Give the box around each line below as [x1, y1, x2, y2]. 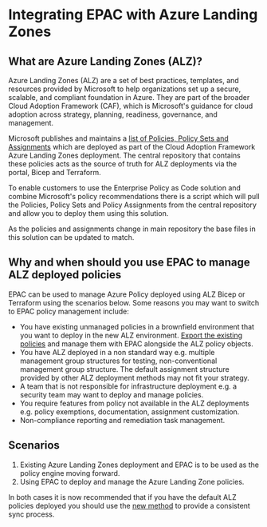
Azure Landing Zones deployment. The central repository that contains [8, 150, 241, 160]
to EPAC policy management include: [8, 306, 130, 316]
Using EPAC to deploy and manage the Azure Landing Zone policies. [19, 477, 245, 486]
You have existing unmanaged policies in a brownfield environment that [19, 321, 255, 331]
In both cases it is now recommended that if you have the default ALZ [8, 492, 237, 501]
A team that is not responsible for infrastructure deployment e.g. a [19, 381, 238, 391]
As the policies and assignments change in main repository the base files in [8, 224, 257, 234]
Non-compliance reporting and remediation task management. [19, 415, 226, 425]
